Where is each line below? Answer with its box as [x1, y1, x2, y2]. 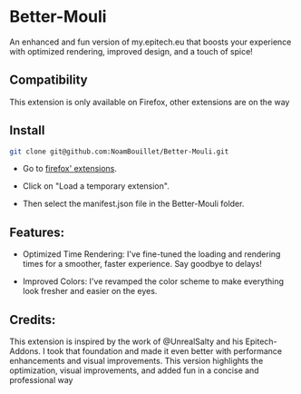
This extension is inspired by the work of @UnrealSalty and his [9, 336, 244, 347]
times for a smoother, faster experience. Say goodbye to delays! [22, 259, 263, 270]
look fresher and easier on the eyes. [22, 286, 158, 297]
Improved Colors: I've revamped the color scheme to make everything [22, 276, 284, 287]
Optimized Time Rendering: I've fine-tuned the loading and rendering [22, 249, 281, 260]
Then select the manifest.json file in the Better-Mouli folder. [22, 198, 245, 210]
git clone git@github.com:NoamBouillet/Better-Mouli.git [9, 147, 229, 156]
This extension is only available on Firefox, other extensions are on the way [9, 96, 290, 107]
